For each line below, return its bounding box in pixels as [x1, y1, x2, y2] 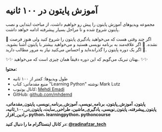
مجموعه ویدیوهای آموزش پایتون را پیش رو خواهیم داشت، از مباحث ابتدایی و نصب [5, 21, 155, 27]
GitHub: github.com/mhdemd [12, 91, 72, 97]
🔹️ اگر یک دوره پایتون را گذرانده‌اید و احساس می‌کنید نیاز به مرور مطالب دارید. [5, 46, 147, 52]
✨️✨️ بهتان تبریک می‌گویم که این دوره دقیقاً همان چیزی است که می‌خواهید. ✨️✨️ [5, 56, 148, 62]
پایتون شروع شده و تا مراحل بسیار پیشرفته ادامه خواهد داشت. [5, 26, 120, 32]
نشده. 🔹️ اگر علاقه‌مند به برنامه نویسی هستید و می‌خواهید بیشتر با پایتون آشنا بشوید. [5, 41, 158, 47]
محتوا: [5, 66, 17, 72]
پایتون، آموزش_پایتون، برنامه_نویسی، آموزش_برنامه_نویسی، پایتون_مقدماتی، [5, 101, 146, 107]
